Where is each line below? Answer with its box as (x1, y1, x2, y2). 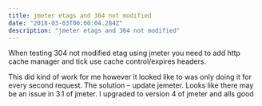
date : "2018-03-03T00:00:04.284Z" (8, 19, 124, 27)
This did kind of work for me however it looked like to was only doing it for (8, 73, 252, 82)
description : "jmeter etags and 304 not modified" (8, 26, 181, 34)
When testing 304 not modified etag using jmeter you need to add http (8, 49, 241, 58)
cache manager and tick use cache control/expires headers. (8, 57, 206, 66)
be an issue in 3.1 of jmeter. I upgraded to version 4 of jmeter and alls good (8, 89, 254, 99)
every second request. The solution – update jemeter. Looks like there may (8, 80, 254, 90)
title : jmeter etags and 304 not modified (8, 11, 152, 20)
